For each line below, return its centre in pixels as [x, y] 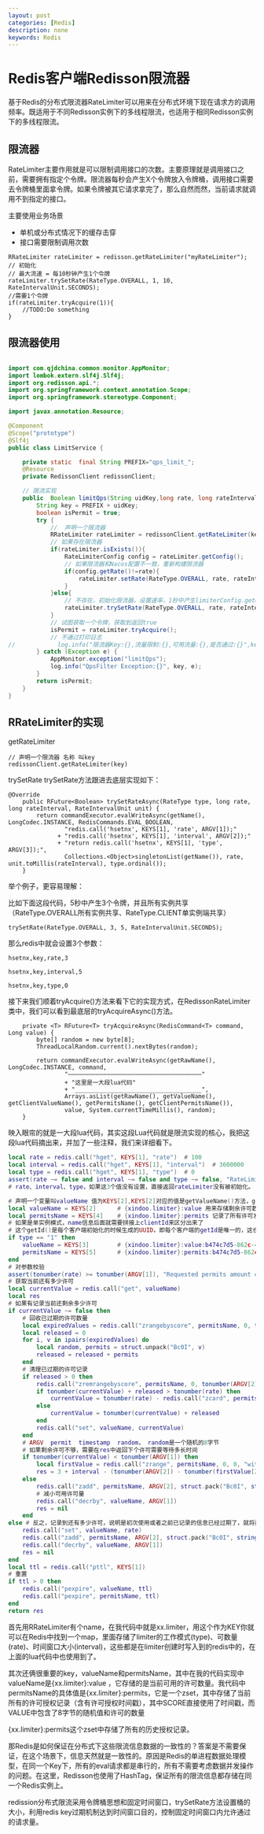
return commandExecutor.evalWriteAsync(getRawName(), [126, 1061]
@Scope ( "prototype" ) [42, 433]
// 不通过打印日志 [76, 637]
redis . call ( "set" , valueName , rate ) [82, 1531]
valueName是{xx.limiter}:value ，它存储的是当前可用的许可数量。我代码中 [127, 1683]
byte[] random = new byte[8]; [86, 1040]
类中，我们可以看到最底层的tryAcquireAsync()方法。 [93, 1011]
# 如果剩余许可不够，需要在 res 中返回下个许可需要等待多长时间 [110, 1450]
